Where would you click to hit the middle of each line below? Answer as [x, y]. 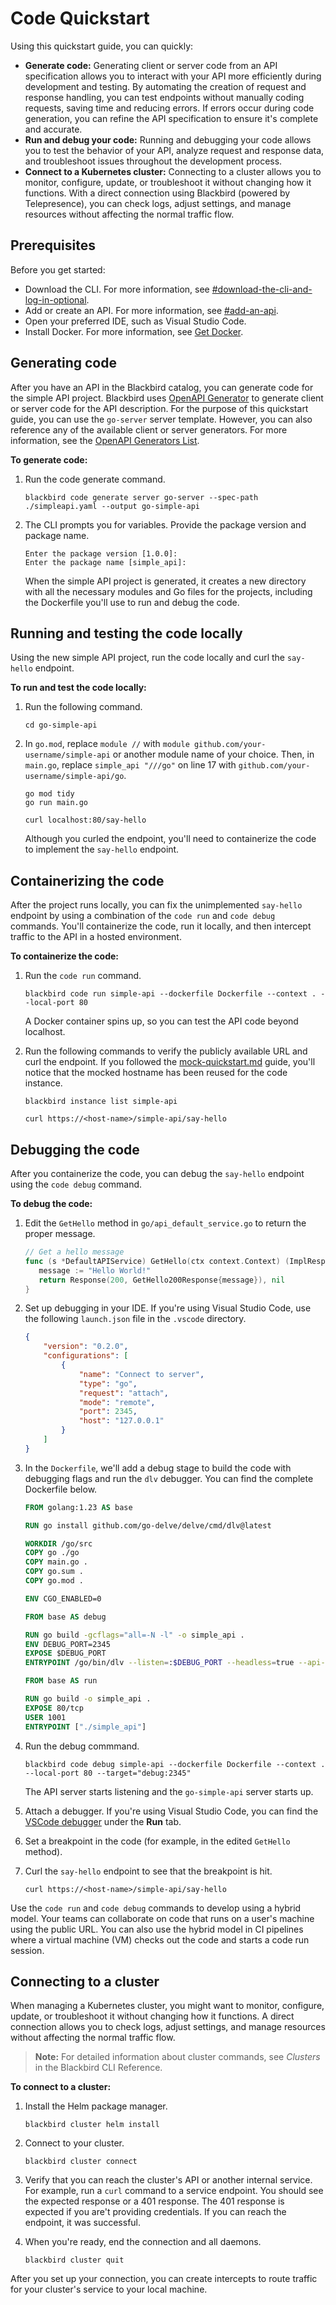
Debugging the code [75, 1149]
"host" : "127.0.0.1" [121, 1421]
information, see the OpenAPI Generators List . [105, 440]
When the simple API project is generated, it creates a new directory [165, 581]
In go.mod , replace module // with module [107, 744]
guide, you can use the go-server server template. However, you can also [161, 419]
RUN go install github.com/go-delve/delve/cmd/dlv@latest [148, 1525]
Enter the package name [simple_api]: [105, 562]
